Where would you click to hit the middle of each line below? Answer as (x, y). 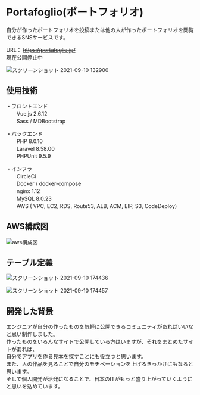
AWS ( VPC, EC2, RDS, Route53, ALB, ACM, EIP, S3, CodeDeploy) (97, 206)
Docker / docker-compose (49, 183)
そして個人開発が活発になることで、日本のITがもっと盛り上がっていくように (99, 379)
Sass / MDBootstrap (41, 121)
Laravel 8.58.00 (35, 148)
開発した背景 (30, 311)
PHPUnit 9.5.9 (34, 156)
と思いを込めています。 (35, 386)
